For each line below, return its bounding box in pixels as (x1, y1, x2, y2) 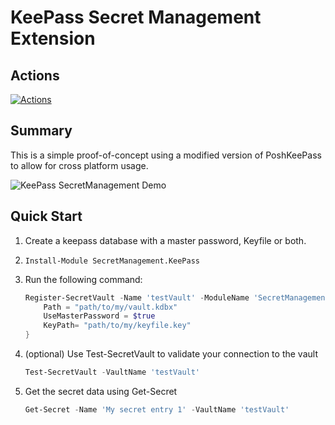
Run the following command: (24, 273, 143, 285)
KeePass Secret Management (10, 6, 262, 29)
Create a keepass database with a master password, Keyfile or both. (24, 234, 307, 246)
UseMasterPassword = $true (43, 311, 156, 321)
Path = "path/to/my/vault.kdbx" (43, 302, 178, 312)
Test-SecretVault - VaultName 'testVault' (24, 367, 201, 377)
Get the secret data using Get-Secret (24, 385, 178, 397)
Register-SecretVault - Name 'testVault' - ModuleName (24, 292, 250, 303)
